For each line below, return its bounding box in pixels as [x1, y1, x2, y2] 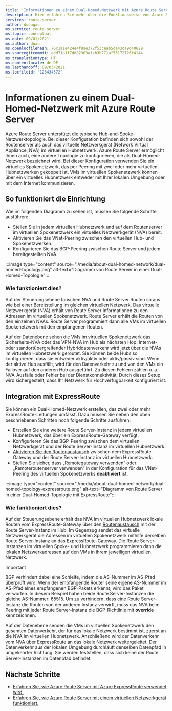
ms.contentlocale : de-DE [5, 60, 58, 65]
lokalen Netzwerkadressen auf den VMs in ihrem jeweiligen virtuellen [5, 549, 151, 555]
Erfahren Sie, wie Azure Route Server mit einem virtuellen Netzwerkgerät [12, 695, 167, 701]
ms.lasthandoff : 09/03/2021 [5, 65, 66, 70]
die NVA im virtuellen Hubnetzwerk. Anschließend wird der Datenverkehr [5, 633, 159, 640]
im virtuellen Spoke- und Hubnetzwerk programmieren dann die [27, 543, 162, 550]
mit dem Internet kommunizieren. [5, 179, 75, 186]
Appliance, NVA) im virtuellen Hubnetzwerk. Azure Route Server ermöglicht [5, 147, 164, 153]
